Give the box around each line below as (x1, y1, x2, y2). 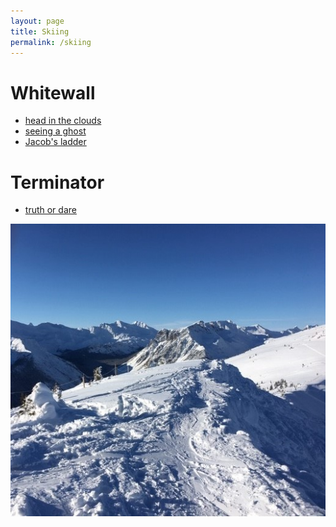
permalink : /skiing (10, 37, 92, 47)
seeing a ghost (24, 125, 87, 137)
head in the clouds (24, 115, 102, 127)
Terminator (10, 171, 105, 194)
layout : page (10, 16, 65, 26)
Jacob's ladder (24, 136, 87, 148)
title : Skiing (10, 26, 70, 37)
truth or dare (24, 204, 77, 216)
